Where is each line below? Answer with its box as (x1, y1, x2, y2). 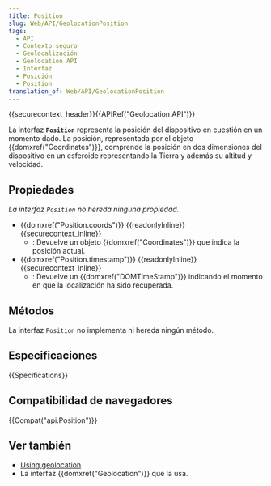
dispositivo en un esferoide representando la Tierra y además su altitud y (8, 151, 252, 160)
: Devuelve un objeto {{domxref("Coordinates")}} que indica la (32, 237, 240, 247)
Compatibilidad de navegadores (8, 394, 173, 407)
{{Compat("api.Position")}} (8, 415, 98, 425)
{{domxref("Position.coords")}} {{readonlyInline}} (19, 220, 186, 230)
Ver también (8, 439, 72, 453)
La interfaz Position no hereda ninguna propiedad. (8, 204, 180, 215)
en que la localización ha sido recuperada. (32, 280, 174, 290)
